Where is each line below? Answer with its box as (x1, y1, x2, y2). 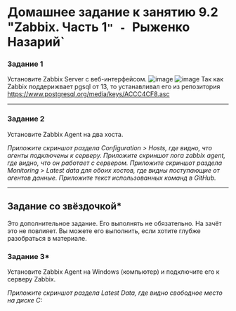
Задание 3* (7, 251, 50, 261)
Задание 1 (7, 59, 44, 69)
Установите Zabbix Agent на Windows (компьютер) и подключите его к (7, 267, 220, 276)
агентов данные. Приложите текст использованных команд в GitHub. (7, 173, 216, 182)
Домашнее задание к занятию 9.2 (7, 4, 219, 20)
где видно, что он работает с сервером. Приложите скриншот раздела (7, 159, 223, 167)
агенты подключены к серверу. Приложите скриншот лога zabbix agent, (7, 151, 226, 159)
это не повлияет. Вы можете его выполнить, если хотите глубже (7, 226, 202, 235)
